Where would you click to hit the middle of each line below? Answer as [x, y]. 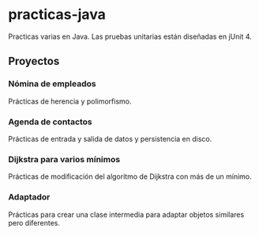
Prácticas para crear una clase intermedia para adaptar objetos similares [126, 214]
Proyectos [34, 61]
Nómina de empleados [52, 84]
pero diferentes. [34, 222]
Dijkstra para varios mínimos [64, 159]
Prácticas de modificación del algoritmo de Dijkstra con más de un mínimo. [130, 176]
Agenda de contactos [50, 122]
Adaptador [29, 197]
